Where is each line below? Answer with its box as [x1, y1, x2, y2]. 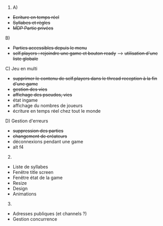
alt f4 [12, 144, 24, 150]
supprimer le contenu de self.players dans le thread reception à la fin [12, 76, 157, 81]
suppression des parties [12, 128, 64, 134]
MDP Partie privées [12, 25, 53, 31]
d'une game [12, 81, 38, 87]
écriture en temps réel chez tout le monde [12, 108, 101, 114]
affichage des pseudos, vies [12, 92, 72, 97]
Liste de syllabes [12, 164, 48, 170]
